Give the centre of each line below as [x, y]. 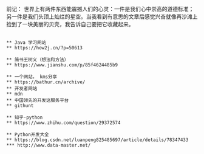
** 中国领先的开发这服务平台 [38, 100]
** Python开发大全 [28, 135]
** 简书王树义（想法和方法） [38, 60]
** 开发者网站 [22, 89]
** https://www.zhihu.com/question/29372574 [63, 123]
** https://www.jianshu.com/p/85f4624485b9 [62, 65]
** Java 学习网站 [26, 43]
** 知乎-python [25, 117]
